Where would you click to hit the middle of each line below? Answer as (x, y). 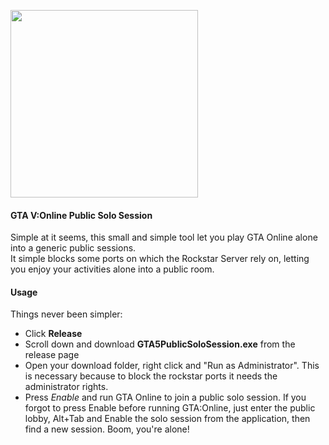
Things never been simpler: (66, 314)
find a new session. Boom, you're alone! (107, 429)
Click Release (53, 334)
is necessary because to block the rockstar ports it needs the (151, 376)
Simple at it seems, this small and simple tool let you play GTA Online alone (164, 237)
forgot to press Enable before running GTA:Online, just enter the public (170, 408)
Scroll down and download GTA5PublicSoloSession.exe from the (160, 344)
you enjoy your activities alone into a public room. (112, 269)
